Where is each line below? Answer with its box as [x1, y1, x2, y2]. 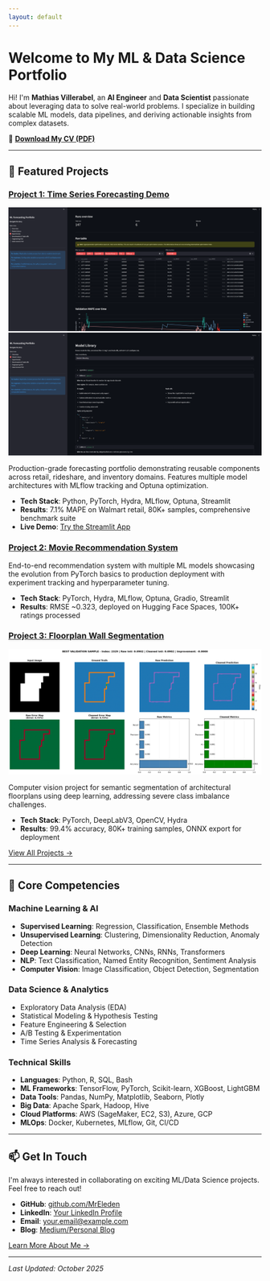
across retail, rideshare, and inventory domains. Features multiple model [8, 472, 247, 482]
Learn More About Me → [8, 1240, 90, 1250]
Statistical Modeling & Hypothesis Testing [19, 1010, 158, 1020]
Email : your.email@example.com [19, 1216, 129, 1225]
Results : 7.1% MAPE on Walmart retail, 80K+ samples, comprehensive [19, 505, 251, 514]
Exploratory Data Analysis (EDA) [19, 1002, 127, 1012]
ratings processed [19, 610, 80, 620]
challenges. [8, 800, 47, 809]
